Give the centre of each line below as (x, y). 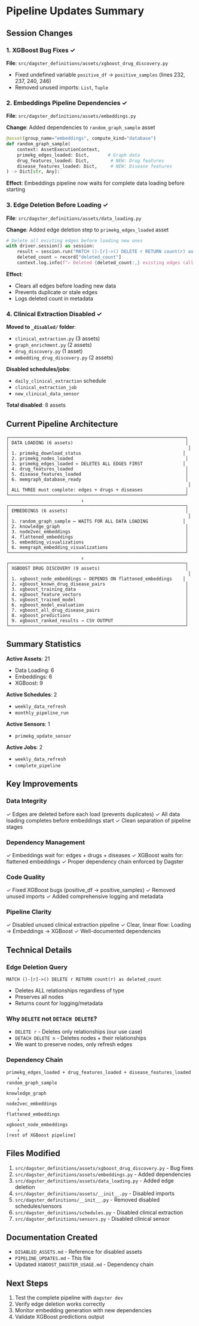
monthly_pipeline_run (42, 713)
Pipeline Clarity (29, 912)
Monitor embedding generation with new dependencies (83, 1310)
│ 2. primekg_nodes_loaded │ (97, 459)
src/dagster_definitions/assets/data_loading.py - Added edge (94, 1180)
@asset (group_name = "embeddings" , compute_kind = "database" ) (81, 139)
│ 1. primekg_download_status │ (96, 453)
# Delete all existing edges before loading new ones (75, 240)
